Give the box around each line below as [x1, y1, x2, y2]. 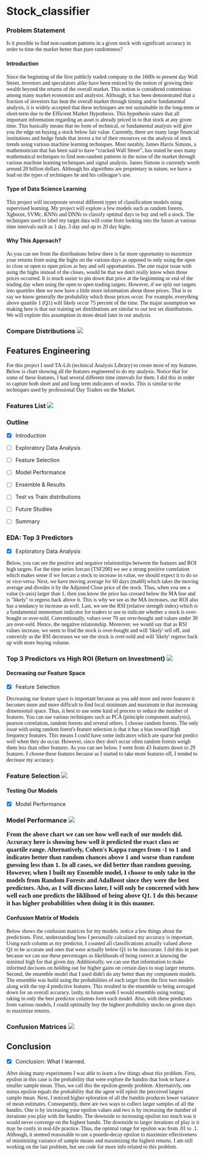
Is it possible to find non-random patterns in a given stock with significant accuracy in [6, 40, 191, 47]
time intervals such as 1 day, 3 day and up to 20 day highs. [6, 223, 132, 230]
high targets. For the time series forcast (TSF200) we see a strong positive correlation [6, 566, 190, 572]
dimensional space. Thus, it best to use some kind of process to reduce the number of [6, 708, 189, 715]
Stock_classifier [6, 4, 90, 18]
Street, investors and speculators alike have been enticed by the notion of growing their [6, 80, 193, 86]
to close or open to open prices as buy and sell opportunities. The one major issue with [6, 263, 192, 270]
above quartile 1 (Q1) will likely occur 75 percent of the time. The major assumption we [6, 300, 196, 306]
